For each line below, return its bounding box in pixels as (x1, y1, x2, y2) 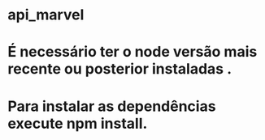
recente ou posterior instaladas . (7, 60, 232, 78)
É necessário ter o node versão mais (7, 43, 258, 62)
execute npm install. (7, 114, 148, 133)
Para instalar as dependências (7, 97, 216, 115)
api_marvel (7, 6, 85, 24)
